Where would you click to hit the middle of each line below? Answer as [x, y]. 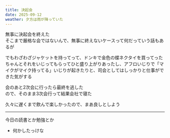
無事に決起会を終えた [27, 34]
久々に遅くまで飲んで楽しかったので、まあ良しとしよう [63, 105]
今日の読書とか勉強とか [30, 120]
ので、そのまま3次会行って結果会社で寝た [49, 94]
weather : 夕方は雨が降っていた [34, 19]
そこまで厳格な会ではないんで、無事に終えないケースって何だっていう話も [82, 40]
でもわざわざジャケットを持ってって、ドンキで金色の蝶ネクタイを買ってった [84, 58]
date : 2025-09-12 [24, 15]
